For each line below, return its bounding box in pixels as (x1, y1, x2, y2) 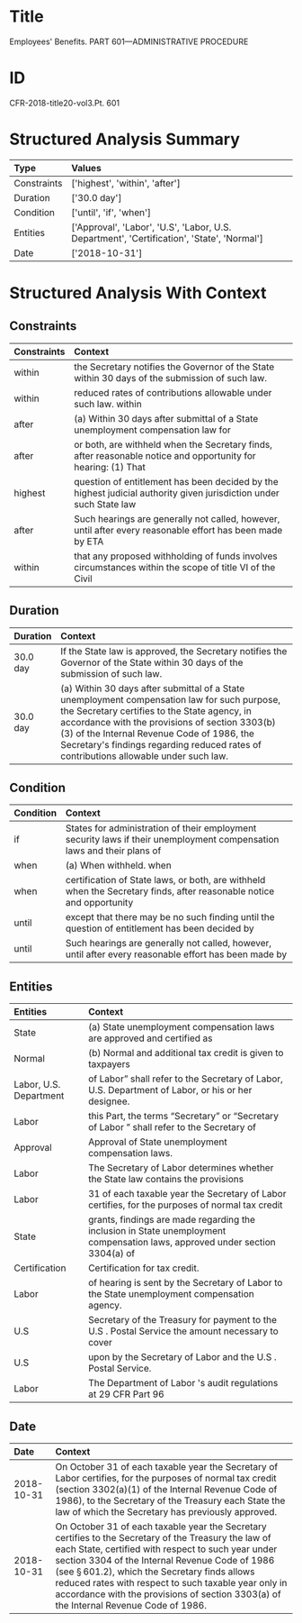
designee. (88, 1095, 130, 1108)
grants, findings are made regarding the (88, 1214, 256, 1226)
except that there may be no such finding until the (66, 911, 276, 924)
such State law (74, 497, 137, 510)
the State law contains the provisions (88, 1173, 244, 1186)
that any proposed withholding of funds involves (74, 550, 278, 562)
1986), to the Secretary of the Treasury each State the (55, 1494, 286, 1507)
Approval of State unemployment (88, 1135, 227, 1148)
